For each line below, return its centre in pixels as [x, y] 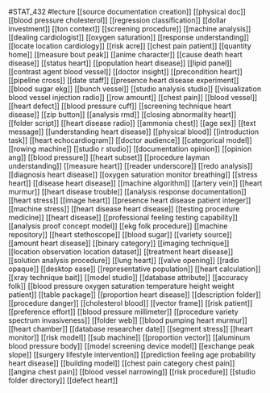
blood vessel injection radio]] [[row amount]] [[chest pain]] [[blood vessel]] [133, 97]
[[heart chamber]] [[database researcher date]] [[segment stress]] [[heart [131, 329]
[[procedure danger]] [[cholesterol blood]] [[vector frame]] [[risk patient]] [131, 303]
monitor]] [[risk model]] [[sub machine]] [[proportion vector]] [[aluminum [129, 337]
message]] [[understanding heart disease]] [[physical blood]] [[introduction [134, 132]
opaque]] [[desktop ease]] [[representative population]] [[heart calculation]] [135, 269]
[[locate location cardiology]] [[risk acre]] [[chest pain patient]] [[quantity [130, 46]
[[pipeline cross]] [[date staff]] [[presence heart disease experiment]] [124, 80]
